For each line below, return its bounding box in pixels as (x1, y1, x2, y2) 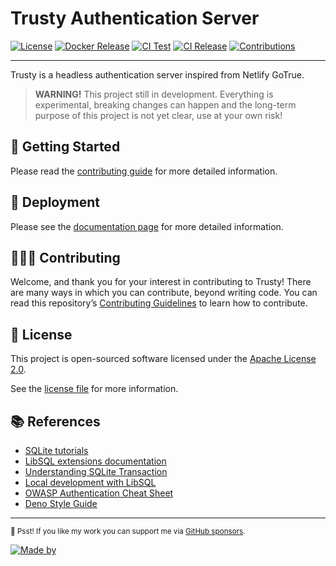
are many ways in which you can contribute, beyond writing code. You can (10, 287, 318, 299)
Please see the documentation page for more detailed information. (10, 220, 284, 232)
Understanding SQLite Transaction (24, 466, 168, 477)
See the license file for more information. (10, 383, 179, 395)
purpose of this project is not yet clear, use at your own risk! (34, 109, 283, 121)
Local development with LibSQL (24, 477, 157, 488)
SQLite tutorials (24, 445, 89, 456)
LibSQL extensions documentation (24, 455, 167, 467)
